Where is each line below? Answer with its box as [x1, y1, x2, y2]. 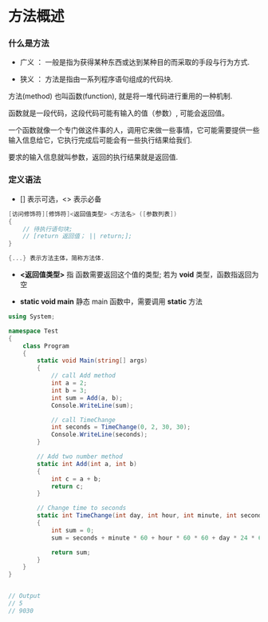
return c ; [50, 482, 84, 490]
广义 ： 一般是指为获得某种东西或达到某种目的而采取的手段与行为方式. [19, 58, 250, 67]
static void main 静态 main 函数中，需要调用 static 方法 [19, 297, 203, 306]
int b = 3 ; [50, 386, 88, 394]
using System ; [8, 313, 56, 321]
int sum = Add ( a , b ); [50, 393, 124, 402]
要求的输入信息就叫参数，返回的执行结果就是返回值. [8, 153, 179, 162]
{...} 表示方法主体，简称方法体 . [8, 254, 105, 262]
